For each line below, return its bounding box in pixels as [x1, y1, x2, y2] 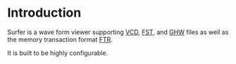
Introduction [7, 5, 82, 21]
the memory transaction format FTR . [7, 35, 113, 43]
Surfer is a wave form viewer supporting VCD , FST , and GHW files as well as [7, 28, 229, 36]
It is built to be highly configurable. [7, 49, 108, 57]
